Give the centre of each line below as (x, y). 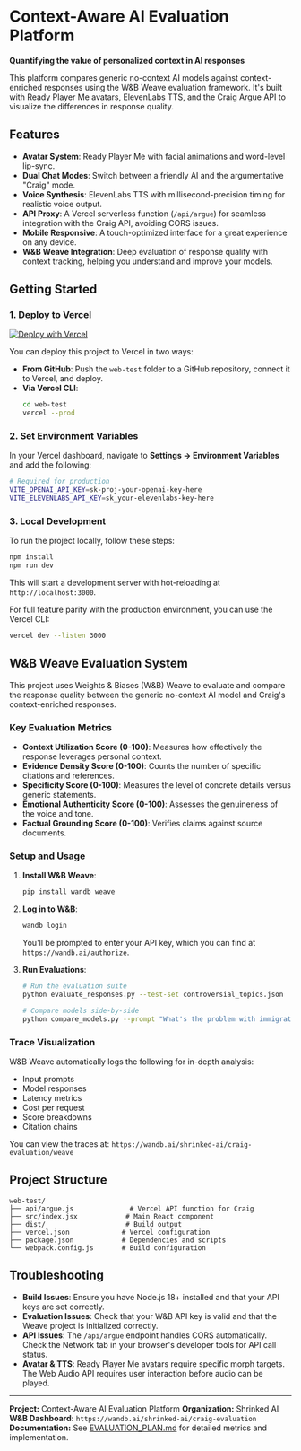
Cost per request (53, 1107)
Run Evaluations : (54, 970)
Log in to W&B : (50, 909)
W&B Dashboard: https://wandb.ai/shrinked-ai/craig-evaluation (133, 1418)
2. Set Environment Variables (74, 436)
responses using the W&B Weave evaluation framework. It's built (163, 87)
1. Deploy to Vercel (51, 315)
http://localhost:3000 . (53, 592)
